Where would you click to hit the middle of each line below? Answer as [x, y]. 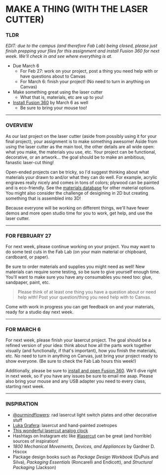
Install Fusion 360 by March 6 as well [50, 103]
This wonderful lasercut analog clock [50, 431]
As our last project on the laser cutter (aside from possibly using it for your [81, 136]
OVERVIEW [19, 126]
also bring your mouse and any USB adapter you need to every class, [76, 381]
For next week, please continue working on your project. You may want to [80, 247]
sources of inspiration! [35, 441]
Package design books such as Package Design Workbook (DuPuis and [86, 457]
